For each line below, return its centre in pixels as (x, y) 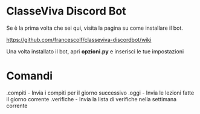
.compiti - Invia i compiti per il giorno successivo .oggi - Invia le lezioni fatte (100, 93)
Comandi (30, 76)
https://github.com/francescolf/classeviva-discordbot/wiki (79, 39)
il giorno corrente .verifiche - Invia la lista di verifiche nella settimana (92, 99)
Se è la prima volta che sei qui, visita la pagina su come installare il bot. (95, 28)
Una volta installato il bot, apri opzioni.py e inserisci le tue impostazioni (95, 51)
